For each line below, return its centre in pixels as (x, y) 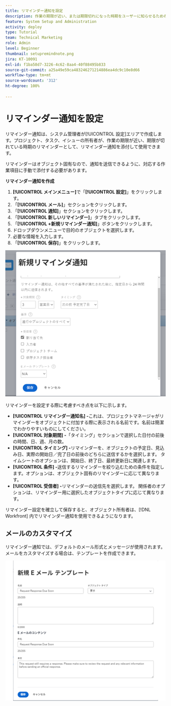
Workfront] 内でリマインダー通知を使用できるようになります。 (70, 516)
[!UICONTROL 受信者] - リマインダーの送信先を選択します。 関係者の (84, 486)
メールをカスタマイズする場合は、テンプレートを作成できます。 (72, 553)
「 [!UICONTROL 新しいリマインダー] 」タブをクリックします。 (78, 217)
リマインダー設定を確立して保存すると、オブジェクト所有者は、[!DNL (78, 509)
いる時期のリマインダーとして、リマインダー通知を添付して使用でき (85, 146)
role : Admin (18, 43)
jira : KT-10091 (21, 59)
